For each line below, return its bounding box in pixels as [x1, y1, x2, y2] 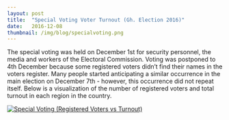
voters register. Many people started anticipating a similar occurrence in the [7, 70, 221, 78]
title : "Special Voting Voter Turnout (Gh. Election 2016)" [7, 16, 185, 23]
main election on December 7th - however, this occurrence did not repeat [7, 77, 214, 86]
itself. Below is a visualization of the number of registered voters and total [7, 84, 214, 93]
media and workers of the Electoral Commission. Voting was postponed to [7, 56, 216, 64]
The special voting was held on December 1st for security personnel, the [7, 48, 212, 56]
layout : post [7, 10, 44, 17]
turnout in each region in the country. [7, 92, 112, 100]
